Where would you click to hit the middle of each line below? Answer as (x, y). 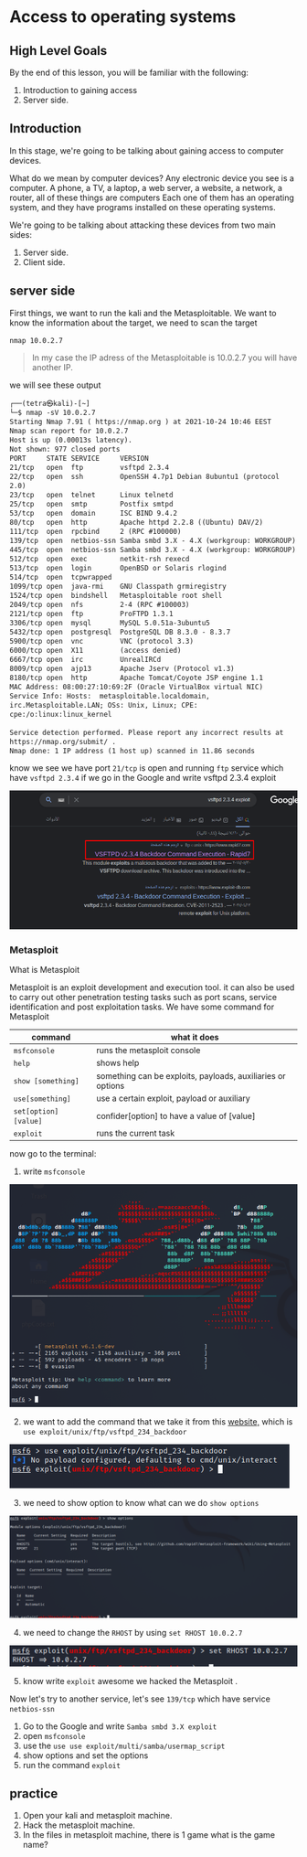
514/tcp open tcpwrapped (61, 577)
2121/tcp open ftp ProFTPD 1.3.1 (91, 614)
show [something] (46, 1082)
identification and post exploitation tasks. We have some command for (142, 1007)
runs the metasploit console (148, 1051)
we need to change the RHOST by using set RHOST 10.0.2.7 (132, 1633)
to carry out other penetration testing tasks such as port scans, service (143, 998)
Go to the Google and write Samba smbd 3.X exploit (120, 1726)
